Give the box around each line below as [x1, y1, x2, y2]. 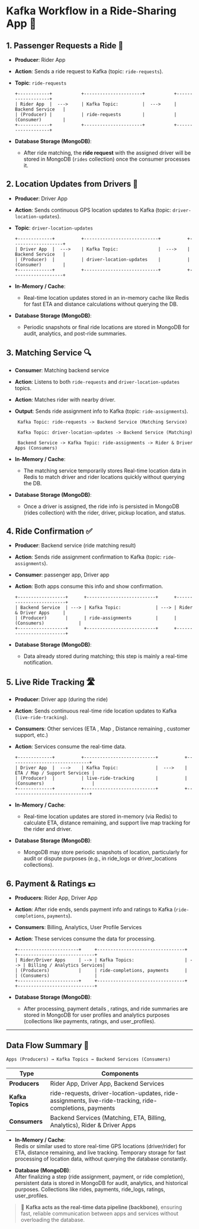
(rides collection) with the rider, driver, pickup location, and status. [23, 509, 186, 516]
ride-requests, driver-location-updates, [50, 1089, 163, 1097]
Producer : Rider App [14, 57, 66, 63]
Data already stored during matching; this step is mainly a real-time [23, 653, 188, 660]
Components [101, 1069, 139, 1077]
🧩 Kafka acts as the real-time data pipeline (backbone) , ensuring [20, 1203, 182, 1211]
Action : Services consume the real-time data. [14, 743, 126, 750]
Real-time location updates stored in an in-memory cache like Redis [23, 294, 190, 301]
